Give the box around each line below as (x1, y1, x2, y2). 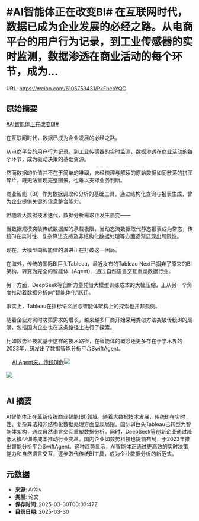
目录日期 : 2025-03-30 (14, 509, 69, 516)
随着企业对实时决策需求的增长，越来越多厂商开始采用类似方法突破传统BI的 (6, 316, 188, 323)
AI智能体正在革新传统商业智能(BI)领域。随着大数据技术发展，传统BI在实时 (6, 413, 185, 420)
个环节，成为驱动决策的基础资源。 (6, 155, 89, 162)
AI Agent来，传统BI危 (12, 358, 64, 365)
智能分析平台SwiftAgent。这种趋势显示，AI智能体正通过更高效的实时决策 (11, 443, 188, 450)
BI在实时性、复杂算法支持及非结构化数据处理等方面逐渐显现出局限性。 (11, 232, 182, 239)
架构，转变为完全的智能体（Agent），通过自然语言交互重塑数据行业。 (6, 267, 174, 274)
